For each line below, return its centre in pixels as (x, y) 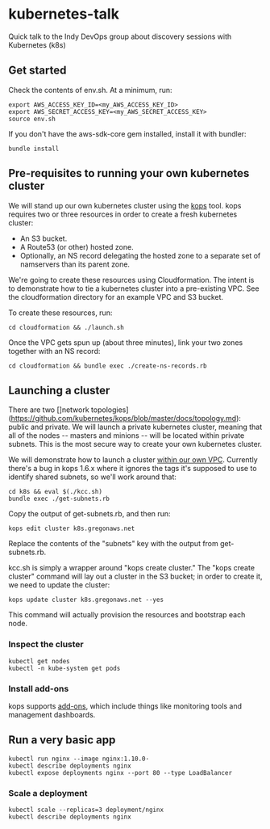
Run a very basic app (62, 740)
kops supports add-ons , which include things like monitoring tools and (125, 706)
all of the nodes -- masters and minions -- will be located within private (127, 436)
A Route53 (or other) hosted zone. (77, 246)
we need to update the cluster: (59, 585)
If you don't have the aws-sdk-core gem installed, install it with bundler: (128, 133)
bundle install (34, 149)
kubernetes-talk (64, 14)
